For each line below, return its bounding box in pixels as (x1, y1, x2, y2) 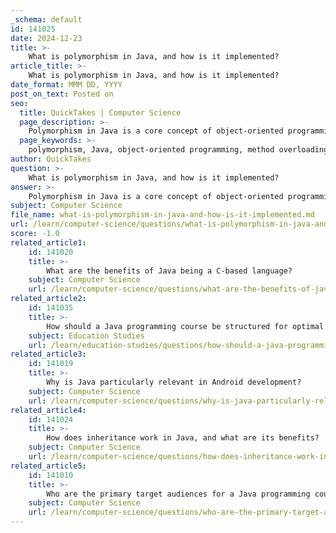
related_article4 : (10, 405, 87, 415)
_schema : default (10, 14, 83, 25)
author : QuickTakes (10, 154, 92, 164)
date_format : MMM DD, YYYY (10, 80, 123, 90)
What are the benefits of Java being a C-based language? (46, 266, 293, 276)
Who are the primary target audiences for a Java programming (46, 489, 311, 499)
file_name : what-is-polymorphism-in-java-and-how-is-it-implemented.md (10, 210, 315, 220)
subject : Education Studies (28, 331, 145, 341)
